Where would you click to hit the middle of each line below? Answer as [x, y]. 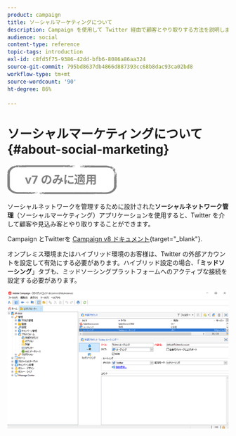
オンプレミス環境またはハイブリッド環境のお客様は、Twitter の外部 [104, 254]
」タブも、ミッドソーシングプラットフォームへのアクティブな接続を [130, 271]
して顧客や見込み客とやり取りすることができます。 [81, 224]
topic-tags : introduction [45, 52]
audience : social [33, 37]
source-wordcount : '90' [42, 82]
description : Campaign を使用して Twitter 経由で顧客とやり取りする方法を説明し [116, 30]
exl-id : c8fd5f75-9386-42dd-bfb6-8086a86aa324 [77, 60]
